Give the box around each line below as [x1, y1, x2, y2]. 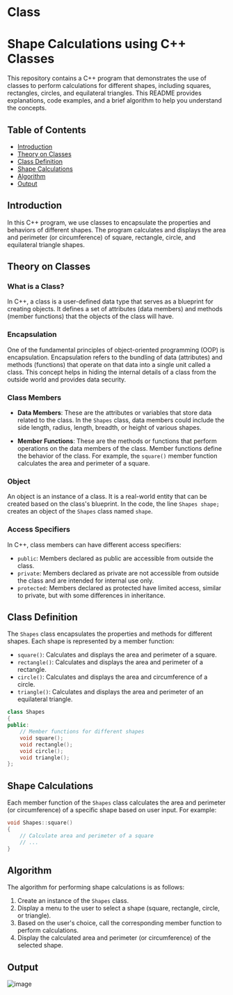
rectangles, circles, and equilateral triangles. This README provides [7, 89, 202, 98]
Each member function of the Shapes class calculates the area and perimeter [7, 798, 226, 807]
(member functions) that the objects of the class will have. [7, 312, 174, 321]
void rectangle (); [19, 741, 73, 748]
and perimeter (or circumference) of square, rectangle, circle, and [7, 233, 196, 241]
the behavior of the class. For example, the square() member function [17, 451, 218, 461]
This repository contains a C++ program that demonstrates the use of [7, 74, 207, 82]
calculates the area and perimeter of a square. [17, 459, 150, 467]
